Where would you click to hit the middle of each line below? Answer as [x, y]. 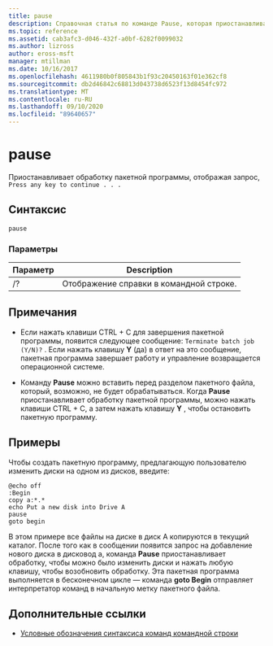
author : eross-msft [41, 54]
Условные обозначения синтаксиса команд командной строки [129, 633]
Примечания [43, 313]
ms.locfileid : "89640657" [52, 115]
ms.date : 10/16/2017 [43, 69]
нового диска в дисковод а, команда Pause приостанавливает [117, 553]
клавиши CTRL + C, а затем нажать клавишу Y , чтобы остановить [135, 408]
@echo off [25, 486]
